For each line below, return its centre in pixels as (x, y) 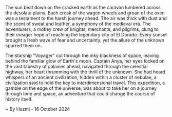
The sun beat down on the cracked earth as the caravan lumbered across (83, 7)
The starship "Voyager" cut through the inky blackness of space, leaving (82, 55)
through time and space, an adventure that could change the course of (80, 94)
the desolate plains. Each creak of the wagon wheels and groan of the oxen (85, 13)
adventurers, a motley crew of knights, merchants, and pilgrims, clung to (82, 29)
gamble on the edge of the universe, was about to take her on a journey (81, 88)
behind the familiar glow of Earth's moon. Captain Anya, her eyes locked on (85, 61)
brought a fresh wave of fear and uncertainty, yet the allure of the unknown (85, 40)
